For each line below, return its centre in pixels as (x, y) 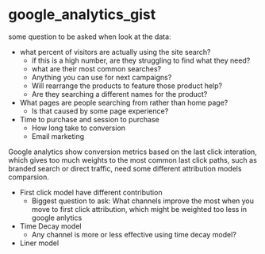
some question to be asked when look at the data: (90, 37)
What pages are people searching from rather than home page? (124, 102)
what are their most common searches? (96, 68)
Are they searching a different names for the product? (119, 94)
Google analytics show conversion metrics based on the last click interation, (133, 152)
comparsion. (29, 177)
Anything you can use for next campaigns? (102, 77)
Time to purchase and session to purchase (90, 119)
